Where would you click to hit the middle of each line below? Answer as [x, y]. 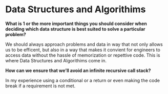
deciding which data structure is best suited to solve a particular [75, 29]
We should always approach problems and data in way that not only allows [84, 44]
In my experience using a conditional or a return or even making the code [83, 80]
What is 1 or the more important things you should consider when [76, 24]
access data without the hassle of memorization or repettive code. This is [83, 55]
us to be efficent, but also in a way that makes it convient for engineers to [83, 50]
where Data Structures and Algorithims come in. [56, 60]
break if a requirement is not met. [40, 86]
